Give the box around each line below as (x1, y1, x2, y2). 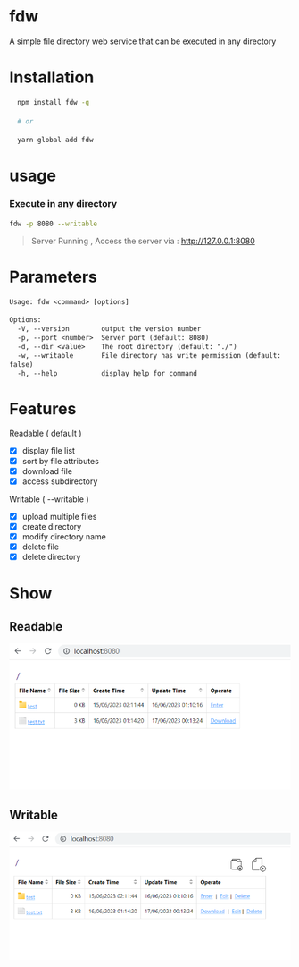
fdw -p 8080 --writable (9, 219, 98, 228)
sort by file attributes (21, 455, 100, 466)
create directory (21, 521, 82, 531)
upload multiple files (21, 511, 97, 522)
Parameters (9, 267, 98, 287)
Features (9, 398, 77, 419)
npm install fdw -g (17, 98, 90, 106)
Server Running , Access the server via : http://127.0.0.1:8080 (30, 235, 256, 246)
